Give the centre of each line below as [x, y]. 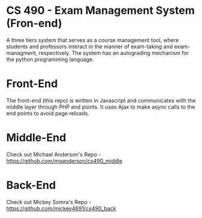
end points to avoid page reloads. [48, 113]
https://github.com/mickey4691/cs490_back [61, 208]
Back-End [31, 185]
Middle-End [36, 138]
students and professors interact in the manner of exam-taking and [90, 46]
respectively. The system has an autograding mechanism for [114, 53]
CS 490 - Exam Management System [100, 11]
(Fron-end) [34, 23]
